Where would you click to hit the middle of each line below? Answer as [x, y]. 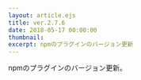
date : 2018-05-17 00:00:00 [53, 30]
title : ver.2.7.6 [37, 23]
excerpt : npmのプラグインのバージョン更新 [71, 45]
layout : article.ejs [42, 15]
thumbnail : [26, 37]
